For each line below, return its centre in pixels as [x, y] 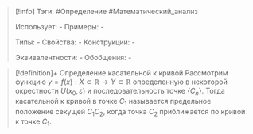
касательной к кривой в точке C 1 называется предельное [113, 102]
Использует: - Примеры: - [59, 27]
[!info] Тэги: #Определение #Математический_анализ [106, 11]
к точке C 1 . [33, 123]
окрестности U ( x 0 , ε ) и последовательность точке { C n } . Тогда [120, 92]
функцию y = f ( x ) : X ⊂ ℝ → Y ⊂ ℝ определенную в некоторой [121, 82]
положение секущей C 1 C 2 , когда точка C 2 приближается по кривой [130, 112]
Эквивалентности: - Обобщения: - [73, 57]
